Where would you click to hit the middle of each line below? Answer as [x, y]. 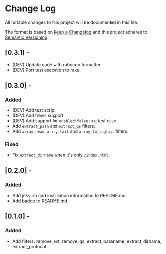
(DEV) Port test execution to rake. [46, 70]
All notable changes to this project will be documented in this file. [72, 22]
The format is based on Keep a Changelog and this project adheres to [76, 32]
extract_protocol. [30, 247]
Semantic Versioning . [27, 37]
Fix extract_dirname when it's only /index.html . [61, 155]
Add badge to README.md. [40, 201]
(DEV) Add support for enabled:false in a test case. [65, 121]
